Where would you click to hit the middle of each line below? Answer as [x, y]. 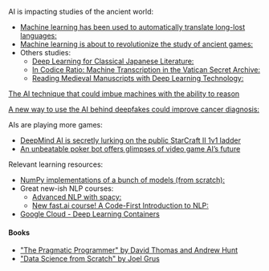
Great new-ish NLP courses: [67, 188]
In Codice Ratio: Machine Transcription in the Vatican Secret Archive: [146, 70]
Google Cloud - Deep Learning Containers [90, 214]
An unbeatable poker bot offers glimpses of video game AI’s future [130, 149]
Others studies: [45, 53]
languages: [39, 36]
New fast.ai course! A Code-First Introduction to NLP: [120, 205]
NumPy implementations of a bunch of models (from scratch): [122, 180]
